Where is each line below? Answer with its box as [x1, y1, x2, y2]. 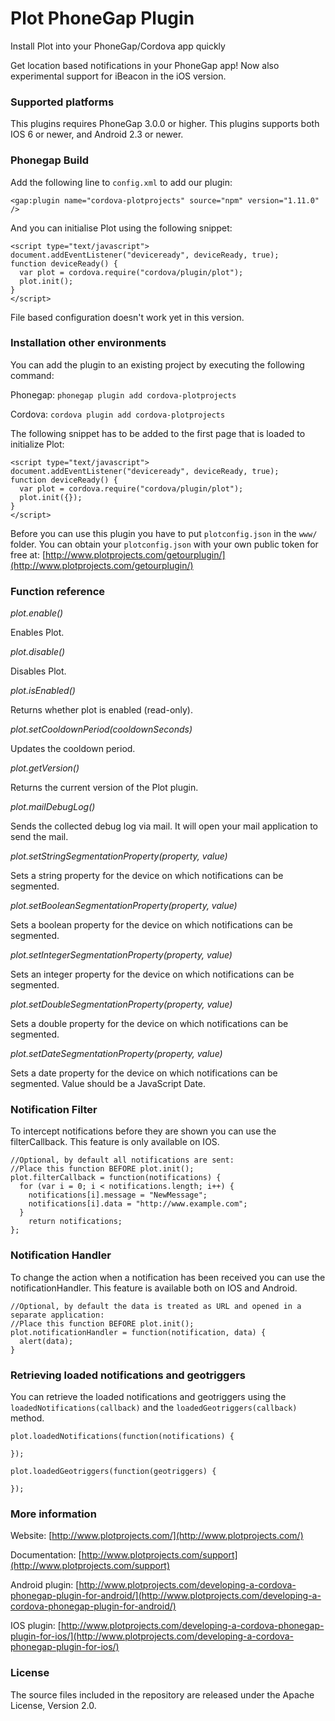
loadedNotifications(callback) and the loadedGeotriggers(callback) [10, 1402, 298, 1414]
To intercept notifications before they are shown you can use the [10, 1125, 277, 1137]
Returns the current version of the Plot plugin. [10, 782, 199, 794]
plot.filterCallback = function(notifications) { [10, 1173, 222, 1183]
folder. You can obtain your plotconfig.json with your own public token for [10, 538, 319, 550]
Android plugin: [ [10, 1579, 80, 1591]
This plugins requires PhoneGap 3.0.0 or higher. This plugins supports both [10, 118, 320, 130]
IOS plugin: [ [10, 1620, 62, 1632]
